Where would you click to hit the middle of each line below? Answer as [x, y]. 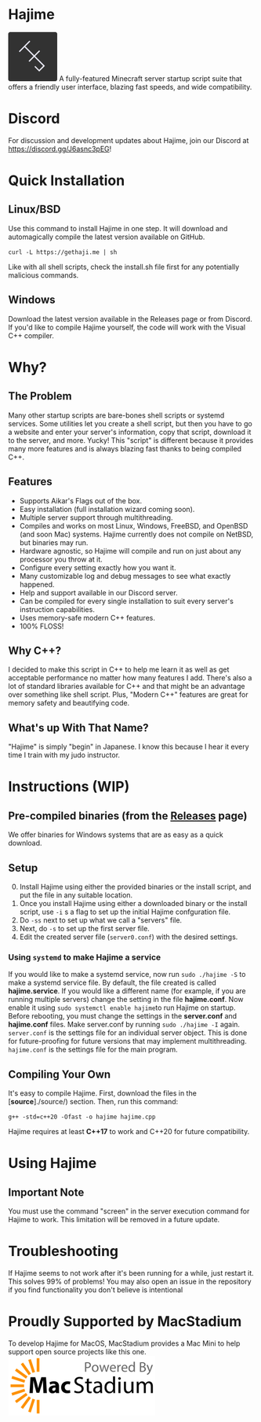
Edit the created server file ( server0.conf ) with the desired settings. [129, 937]
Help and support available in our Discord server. [98, 592]
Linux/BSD [34, 210]
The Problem [40, 396]
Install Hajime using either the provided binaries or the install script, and [135, 886]
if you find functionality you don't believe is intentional [96, 1289]
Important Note [46, 1192]
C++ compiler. [31, 335]
